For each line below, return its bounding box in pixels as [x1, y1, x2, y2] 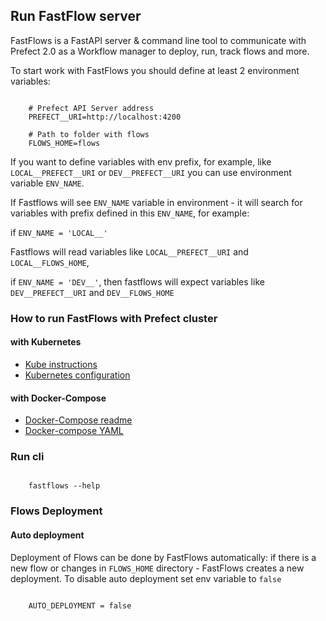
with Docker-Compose [10, 392, 107, 404]
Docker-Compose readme [24, 414, 133, 426]
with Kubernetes [10, 336, 82, 348]
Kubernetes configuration [24, 369, 131, 381]
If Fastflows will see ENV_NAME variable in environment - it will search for [10, 196, 303, 208]
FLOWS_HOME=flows [28, 138, 101, 148]
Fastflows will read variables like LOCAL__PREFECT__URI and [10, 245, 249, 258]
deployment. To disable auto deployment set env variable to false [10, 572, 282, 584]
